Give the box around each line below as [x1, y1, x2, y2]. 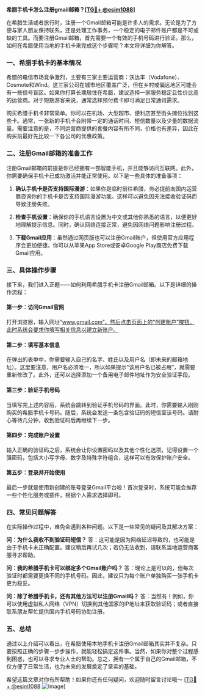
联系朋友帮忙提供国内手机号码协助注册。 [6, 608, 108, 615]
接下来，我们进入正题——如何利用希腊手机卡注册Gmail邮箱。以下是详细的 [6, 280, 192, 288]
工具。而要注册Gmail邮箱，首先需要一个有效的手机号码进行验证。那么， [16, 34, 197, 42]
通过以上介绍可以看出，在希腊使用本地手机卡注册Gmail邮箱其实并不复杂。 [6, 640, 192, 647]
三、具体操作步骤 [6, 266, 57, 274]
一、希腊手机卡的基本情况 [6, 58, 82, 67]
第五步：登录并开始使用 [6, 469, 65, 476]
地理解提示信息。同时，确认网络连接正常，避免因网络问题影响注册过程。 [15, 221, 197, 228]
